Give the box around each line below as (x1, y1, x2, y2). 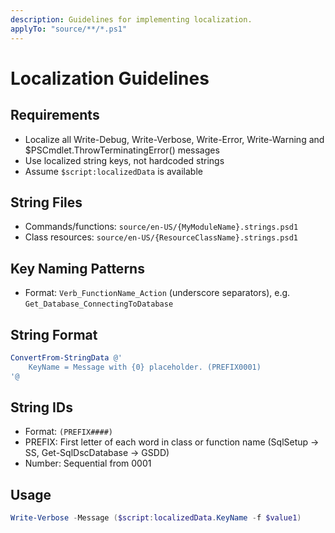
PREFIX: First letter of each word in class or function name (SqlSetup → (24, 436, 320, 448)
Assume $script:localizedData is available (24, 165, 203, 177)
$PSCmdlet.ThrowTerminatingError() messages (24, 144, 220, 156)
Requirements (10, 107, 100, 124)
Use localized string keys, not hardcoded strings (24, 154, 225, 166)
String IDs (10, 399, 73, 416)
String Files (10, 194, 83, 211)
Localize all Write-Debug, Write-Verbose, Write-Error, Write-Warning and (24, 133, 325, 145)
